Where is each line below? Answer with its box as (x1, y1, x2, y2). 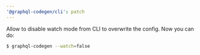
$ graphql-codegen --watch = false (6, 43, 90, 49)
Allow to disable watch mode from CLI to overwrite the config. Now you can (6, 25, 195, 32)
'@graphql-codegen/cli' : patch (6, 8, 85, 15)
